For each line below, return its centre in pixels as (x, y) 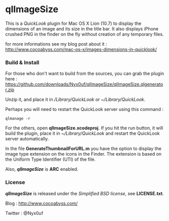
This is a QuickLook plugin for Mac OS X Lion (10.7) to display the (73, 23)
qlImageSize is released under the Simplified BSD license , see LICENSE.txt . (85, 193)
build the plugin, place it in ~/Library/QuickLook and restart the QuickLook (83, 133)
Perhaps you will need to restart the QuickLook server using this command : (84, 109)
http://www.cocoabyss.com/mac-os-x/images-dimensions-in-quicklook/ (81, 49)
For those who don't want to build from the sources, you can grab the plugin (85, 73)
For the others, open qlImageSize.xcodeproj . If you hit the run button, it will (84, 128)
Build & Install (22, 62)
